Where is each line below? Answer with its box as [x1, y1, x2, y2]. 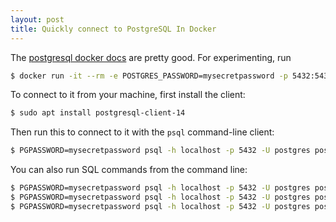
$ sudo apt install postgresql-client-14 [10, 108, 186, 118]
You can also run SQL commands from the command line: [10, 164, 248, 176]
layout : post [10, 14, 65, 25]
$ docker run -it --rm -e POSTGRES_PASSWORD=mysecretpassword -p [10, 71, 288, 81]
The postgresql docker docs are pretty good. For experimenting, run [10, 51, 292, 63]
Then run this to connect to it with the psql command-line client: [10, 126, 275, 138]
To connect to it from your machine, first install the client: [10, 89, 246, 101]
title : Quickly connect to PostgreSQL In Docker [10, 24, 217, 34]
